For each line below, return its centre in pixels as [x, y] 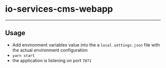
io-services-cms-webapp [59, 9]
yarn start [23, 56]
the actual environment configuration [50, 50]
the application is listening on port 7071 [52, 60]
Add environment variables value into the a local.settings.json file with [86, 45]
